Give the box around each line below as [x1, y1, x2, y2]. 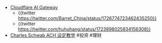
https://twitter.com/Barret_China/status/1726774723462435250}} [17, 15, 157, 21]
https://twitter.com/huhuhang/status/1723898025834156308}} [17, 26, 151, 32]
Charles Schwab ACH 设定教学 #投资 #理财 [10, 32, 102, 38]
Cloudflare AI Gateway [10, 5, 58, 10]
